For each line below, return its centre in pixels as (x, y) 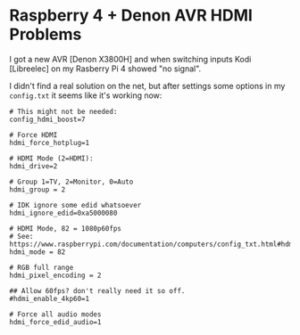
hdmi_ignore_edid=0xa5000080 (63, 213)
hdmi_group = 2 (37, 189)
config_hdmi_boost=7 (48, 119)
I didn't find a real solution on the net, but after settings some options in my (147, 86)
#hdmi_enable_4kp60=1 (50, 298)
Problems (46, 34)
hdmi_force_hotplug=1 (50, 143)
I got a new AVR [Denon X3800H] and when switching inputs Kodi (130, 59)
